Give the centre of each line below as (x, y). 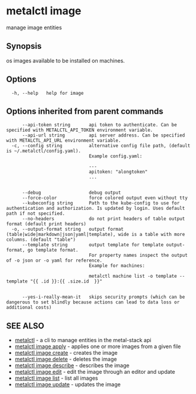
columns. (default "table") (41, 240)
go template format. (53, 250)
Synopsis (24, 46)
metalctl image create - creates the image (66, 353)
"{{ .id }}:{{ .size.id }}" (66, 281)
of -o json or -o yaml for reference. (54, 260)
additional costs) (29, 308)
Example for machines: (117, 266)
